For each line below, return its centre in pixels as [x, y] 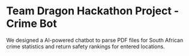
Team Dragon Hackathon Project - [93, 11]
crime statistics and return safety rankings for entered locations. [85, 46]
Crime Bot [31, 24]
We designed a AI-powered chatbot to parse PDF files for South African [95, 40]
